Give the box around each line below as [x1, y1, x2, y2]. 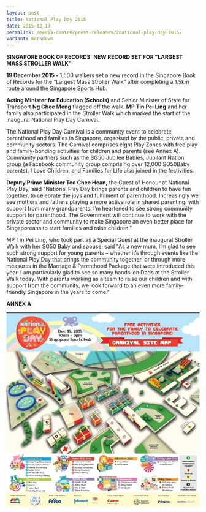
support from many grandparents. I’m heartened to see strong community [6, 205, 193, 213]
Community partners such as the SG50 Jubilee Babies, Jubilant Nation [6, 154, 185, 162]
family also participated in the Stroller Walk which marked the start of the [6, 110, 191, 117]
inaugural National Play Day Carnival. [6, 116, 100, 124]
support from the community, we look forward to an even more [6, 282, 166, 289]
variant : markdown [6, 36, 53, 42]
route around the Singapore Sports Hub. [6, 85, 108, 92]
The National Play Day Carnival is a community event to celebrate [6, 128, 172, 135]
